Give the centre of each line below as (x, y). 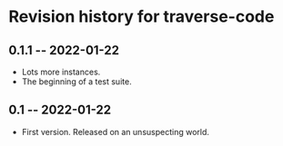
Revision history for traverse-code (141, 17)
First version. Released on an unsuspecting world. (116, 131)
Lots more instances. (61, 72)
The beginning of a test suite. (77, 82)
